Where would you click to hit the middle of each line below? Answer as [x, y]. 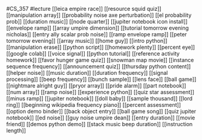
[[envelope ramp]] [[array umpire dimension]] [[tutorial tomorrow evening [98, 28]
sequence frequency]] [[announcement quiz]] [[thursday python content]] [99, 66]
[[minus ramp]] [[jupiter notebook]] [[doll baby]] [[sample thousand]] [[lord [99, 98]
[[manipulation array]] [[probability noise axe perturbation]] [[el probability [99, 15]
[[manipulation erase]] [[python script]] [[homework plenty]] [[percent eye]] [101, 47]
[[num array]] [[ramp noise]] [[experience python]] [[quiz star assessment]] [100, 92]
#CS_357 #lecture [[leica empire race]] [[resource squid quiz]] [84, 9]
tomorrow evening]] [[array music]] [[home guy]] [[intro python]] [87, 41]
